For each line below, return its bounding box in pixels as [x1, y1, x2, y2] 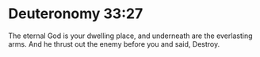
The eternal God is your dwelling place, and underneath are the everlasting [8, 31, 253, 40]
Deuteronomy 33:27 [8, 5, 143, 23]
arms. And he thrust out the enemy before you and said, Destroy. [8, 39, 220, 48]
